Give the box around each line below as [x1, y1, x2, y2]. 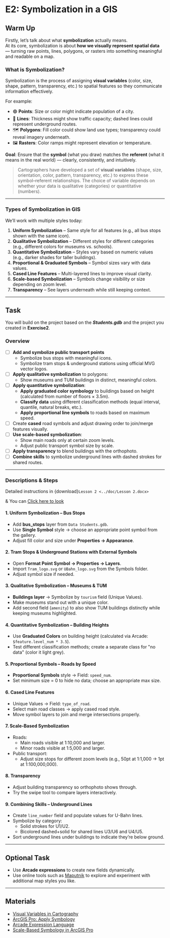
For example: [5, 98, 33, 105]
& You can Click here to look [5, 498, 64, 504]
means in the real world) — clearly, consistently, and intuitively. [5, 157, 137, 163]
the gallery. [12, 532, 36, 538]
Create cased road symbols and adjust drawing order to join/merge [12, 420, 153, 426]
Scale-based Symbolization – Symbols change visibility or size [12, 276, 145, 282]
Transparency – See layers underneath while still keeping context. [12, 286, 151, 293]
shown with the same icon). [12, 233, 70, 239]
